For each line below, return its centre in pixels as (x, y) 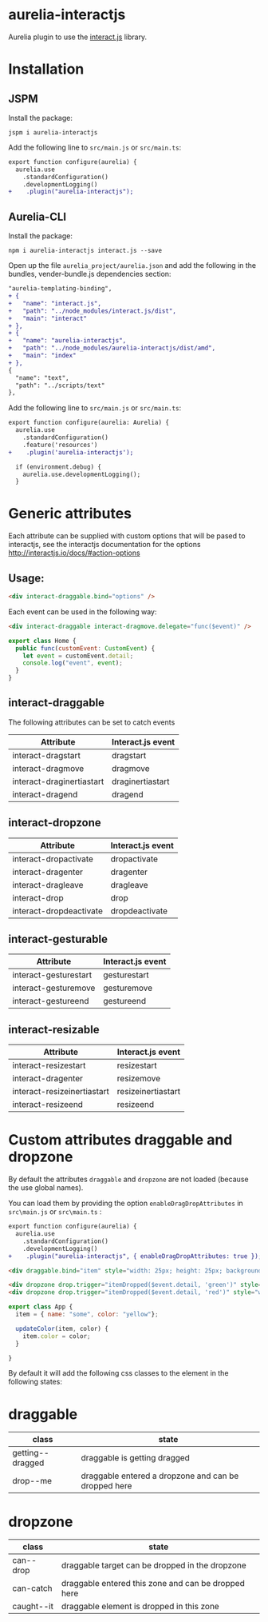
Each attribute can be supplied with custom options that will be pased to (127, 536)
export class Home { (43, 641)
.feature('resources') (60, 445)
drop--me (32, 1481)
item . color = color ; (57, 1336)
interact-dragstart (47, 755)
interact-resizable (54, 1029)
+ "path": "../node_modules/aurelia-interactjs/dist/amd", (112, 348)
